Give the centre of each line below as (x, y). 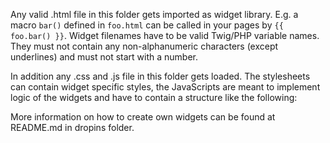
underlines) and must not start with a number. (104, 57)
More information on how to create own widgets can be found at (143, 117)
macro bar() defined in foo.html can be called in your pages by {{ (147, 25)
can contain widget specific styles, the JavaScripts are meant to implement (165, 87)
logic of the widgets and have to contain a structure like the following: (154, 97)
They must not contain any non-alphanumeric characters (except (144, 46)
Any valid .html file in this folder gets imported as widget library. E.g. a (154, 14)
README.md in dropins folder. (72, 127)
